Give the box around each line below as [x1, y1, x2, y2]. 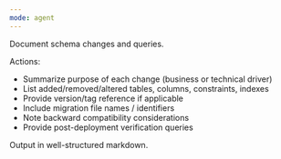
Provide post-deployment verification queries [22, 122, 193, 133]
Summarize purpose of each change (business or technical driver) [22, 74, 273, 84]
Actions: [9, 55, 41, 66]
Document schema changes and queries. [9, 38, 164, 49]
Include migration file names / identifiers [22, 102, 175, 114]
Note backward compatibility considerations [22, 112, 190, 123]
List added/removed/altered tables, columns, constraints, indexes [22, 83, 269, 94]
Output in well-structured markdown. [9, 139, 149, 150]
